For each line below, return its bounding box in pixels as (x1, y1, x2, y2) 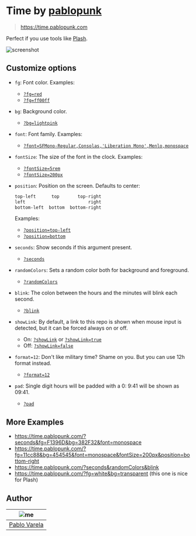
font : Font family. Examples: (14, 130, 83, 137)
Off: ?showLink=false (23, 342, 74, 350)
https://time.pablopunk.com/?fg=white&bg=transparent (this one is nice (14, 470, 188, 477)
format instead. (14, 359, 51, 367)
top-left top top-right (14, 194, 102, 199)
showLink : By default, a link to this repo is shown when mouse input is (14, 318, 182, 325)
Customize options (6, 63, 77, 73)
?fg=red (23, 91, 42, 97)
